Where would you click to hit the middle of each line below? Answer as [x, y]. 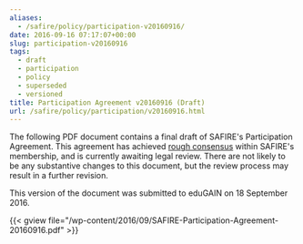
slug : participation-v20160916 [69, 43]
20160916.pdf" [37, 230]
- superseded [42, 86]
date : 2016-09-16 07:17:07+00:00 [73, 35]
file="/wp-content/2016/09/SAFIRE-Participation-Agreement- [164, 220]
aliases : [26, 18]
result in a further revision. [59, 176]
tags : [20, 52]
